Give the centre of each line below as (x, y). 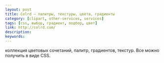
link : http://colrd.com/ (30, 28)
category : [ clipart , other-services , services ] (55, 18)
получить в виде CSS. (28, 55)
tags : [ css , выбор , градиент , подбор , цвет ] (51, 23)
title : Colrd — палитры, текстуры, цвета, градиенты (60, 14)
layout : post (18, 9)
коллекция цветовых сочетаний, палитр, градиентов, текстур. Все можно (82, 50)
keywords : (15, 37)
